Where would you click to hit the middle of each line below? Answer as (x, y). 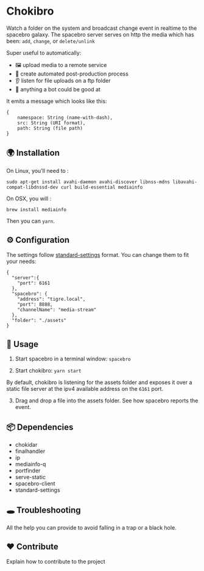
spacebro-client (35, 484)
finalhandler (30, 451)
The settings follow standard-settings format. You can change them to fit (97, 254)
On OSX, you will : (29, 198)
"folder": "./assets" (39, 320)
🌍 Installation (33, 153)
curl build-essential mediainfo (102, 187)
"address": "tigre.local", (51, 299)
